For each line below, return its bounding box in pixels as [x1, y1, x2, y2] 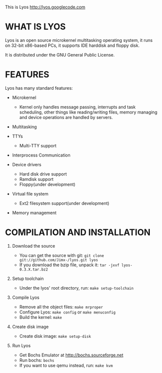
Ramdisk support [19, 176, 54, 182]
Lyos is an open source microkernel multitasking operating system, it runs [5, 37, 153, 43]
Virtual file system [12, 191, 49, 196]
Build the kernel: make [19, 314, 62, 320]
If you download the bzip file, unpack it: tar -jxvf [19, 262, 120, 268]
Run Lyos [12, 342, 31, 348]
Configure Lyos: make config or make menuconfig [19, 309, 116, 315]
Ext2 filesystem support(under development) [19, 200, 109, 206]
